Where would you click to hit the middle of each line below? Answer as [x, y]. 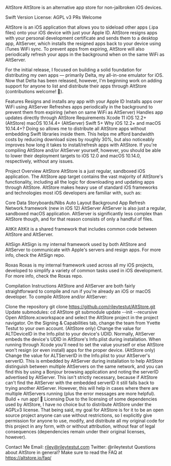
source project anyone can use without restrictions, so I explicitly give [79, 415]
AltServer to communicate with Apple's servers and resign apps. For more [83, 250]
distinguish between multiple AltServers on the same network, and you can [84, 366]
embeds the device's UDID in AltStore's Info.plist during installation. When [83, 339]
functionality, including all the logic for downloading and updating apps [80, 182]
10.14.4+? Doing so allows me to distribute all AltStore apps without [76, 128]
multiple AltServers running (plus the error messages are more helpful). [80, 394]
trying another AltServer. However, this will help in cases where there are [82, 388]
